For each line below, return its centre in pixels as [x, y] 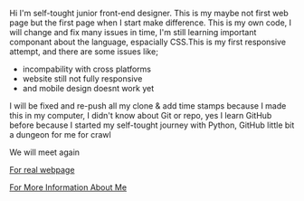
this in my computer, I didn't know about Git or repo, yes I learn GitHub [141, 115]
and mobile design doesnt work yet [88, 88]
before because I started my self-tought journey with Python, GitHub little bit [152, 125]
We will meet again [44, 152]
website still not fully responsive [82, 79]
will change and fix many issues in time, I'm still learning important [133, 32]
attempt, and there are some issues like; [84, 52]
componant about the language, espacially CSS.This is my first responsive [148, 42]
